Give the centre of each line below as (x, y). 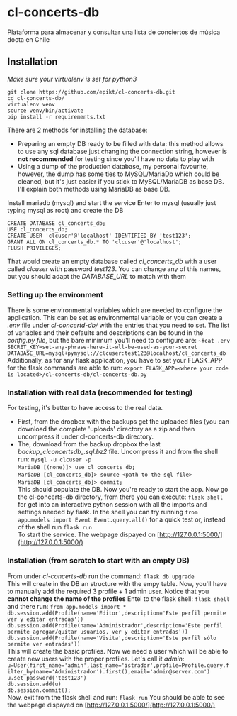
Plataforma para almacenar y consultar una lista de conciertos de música (114, 32)
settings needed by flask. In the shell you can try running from (108, 512)
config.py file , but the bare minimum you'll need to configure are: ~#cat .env (119, 341)
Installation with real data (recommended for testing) (100, 392)
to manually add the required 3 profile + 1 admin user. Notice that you (108, 591)
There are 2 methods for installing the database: (77, 130)
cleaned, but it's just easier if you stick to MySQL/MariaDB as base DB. (121, 181)
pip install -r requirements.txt (57, 117)
